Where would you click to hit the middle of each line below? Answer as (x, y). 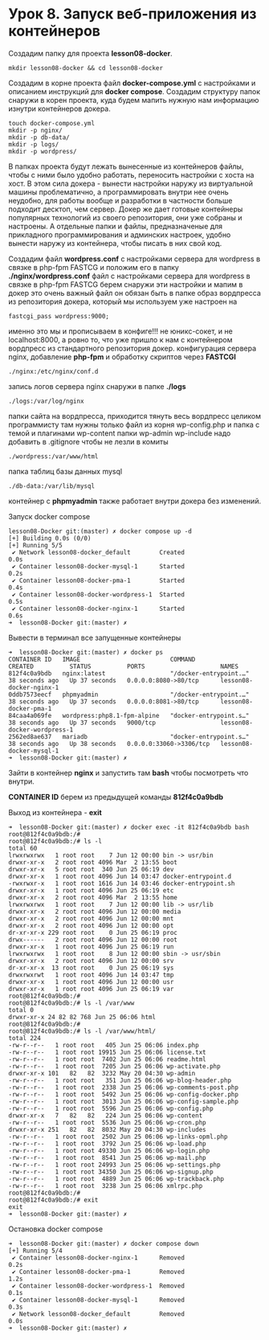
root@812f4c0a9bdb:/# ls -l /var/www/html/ (82, 1031)
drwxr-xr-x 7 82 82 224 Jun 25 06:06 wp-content (106, 1115)
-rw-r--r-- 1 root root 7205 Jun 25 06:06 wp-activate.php (114, 1066)
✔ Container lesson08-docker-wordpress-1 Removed (98, 1286)
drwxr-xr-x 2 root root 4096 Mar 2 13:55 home (93, 897)
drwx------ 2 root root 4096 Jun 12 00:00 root (93, 940)
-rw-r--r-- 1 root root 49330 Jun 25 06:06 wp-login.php (109, 1150)
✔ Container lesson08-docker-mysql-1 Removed (98, 1300)
